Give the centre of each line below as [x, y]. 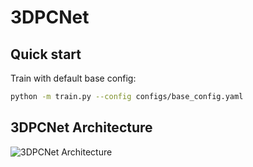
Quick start [46, 54]
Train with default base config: [73, 78]
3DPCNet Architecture [81, 127]
